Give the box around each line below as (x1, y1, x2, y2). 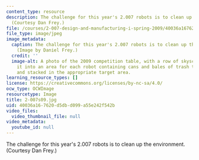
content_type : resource (6, 8, 65, 15)
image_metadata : (6, 36, 46, 42)
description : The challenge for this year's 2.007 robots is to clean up (6, 14, 192, 20)
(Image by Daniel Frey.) (17, 47, 78, 53)
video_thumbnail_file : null (11, 113, 81, 119)
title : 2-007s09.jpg (6, 97, 57, 103)
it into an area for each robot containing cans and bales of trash (17, 63, 190, 70)
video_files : (6, 108, 38, 114)
